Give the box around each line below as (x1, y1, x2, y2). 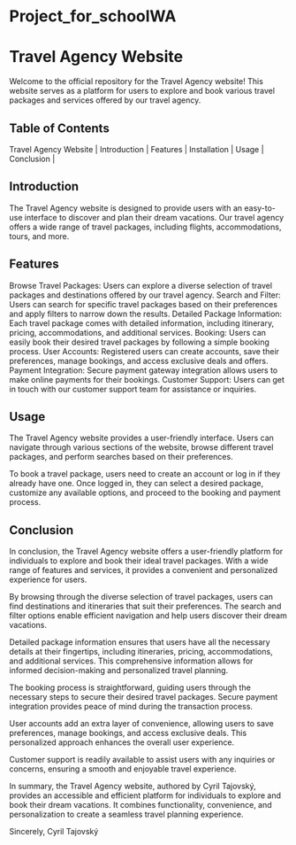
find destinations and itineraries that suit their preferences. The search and (9, 601, 282, 612)
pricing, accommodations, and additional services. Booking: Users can (9, 327, 267, 337)
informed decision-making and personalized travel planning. (9, 665, 229, 676)
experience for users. (9, 574, 87, 585)
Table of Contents (9, 120, 110, 136)
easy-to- (244, 202, 277, 213)
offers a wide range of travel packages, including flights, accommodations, (9, 221, 282, 232)
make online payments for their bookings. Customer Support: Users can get (9, 374, 285, 384)
